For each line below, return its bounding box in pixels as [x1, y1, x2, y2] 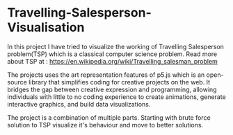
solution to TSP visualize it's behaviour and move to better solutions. [7, 120, 204, 129]
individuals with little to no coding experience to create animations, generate [7, 92, 226, 101]
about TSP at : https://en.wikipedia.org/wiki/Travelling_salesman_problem [7, 57, 218, 65]
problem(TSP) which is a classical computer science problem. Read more [7, 50, 218, 58]
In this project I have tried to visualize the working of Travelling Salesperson [7, 42, 225, 51]
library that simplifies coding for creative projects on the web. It [29, 78, 211, 86]
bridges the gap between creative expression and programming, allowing [7, 85, 217, 93]
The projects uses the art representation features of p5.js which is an [7, 71, 205, 79]
